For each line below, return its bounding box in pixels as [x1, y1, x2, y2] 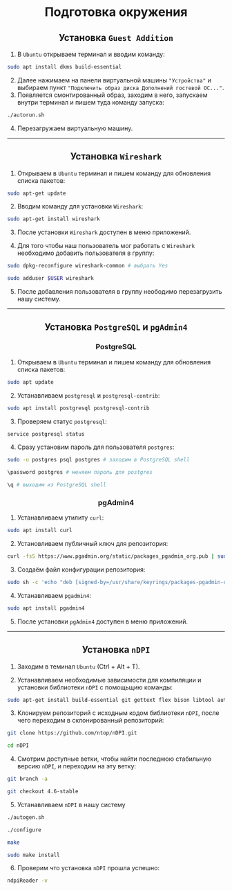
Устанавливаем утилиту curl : [17, 513, 104, 522]
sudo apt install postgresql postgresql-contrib [7, 405, 150, 412]
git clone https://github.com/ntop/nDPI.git [7, 730, 137, 736]
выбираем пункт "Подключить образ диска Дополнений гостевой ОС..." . [17, 83, 224, 91]
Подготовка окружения [44, 4, 188, 20]
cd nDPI [7, 742, 30, 749]
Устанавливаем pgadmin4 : [17, 591, 92, 599]
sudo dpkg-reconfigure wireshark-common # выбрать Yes [7, 263, 168, 270]
